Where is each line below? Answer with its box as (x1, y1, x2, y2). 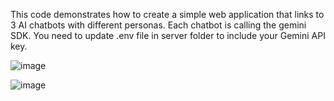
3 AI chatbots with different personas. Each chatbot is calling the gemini (10, 19, 307, 31)
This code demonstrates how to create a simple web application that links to (10, 9, 325, 20)
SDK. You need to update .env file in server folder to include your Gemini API (10, 30, 326, 41)
